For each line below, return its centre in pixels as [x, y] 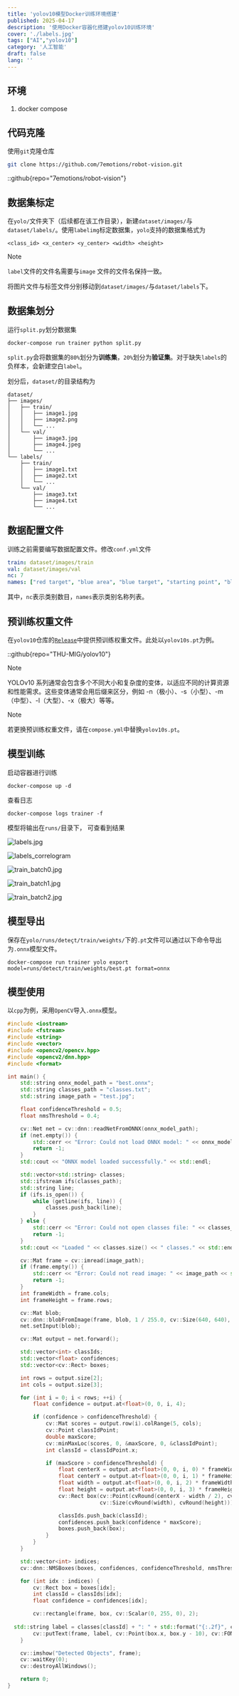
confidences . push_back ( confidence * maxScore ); [130, 1522]
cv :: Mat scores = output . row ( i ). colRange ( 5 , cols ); [123, 1424]
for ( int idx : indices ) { [60, 1581]
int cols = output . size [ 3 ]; [62, 1385]
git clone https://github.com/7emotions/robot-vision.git [95, 165]
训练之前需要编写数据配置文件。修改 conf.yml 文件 [79, 548]
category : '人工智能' [37, 47]
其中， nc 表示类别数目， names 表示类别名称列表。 [78, 597]
